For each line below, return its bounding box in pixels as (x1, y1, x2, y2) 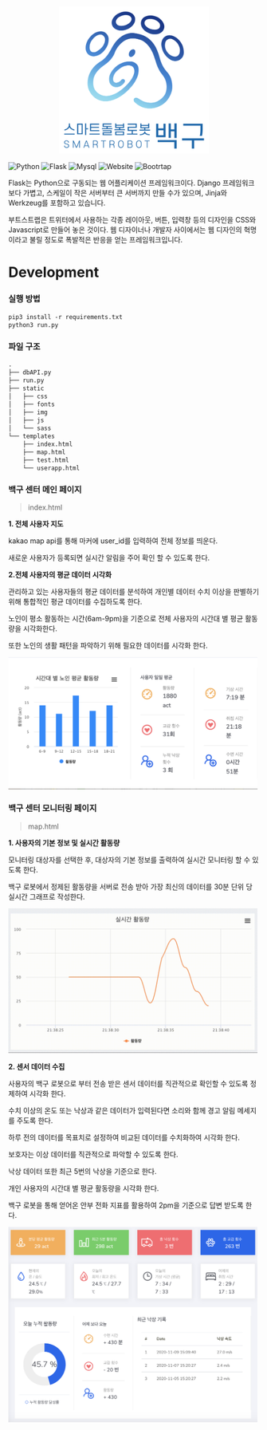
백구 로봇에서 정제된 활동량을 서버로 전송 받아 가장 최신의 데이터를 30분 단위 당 (8, 881, 253, 891)
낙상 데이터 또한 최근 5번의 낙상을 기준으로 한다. (8, 1166, 157, 1176)
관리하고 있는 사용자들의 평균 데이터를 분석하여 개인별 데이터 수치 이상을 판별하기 (8, 587, 260, 597)
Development (8, 263, 100, 282)
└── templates (8, 432, 56, 440)
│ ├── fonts (8, 400, 56, 408)
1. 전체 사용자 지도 (8, 519, 64, 529)
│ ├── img (8, 408, 48, 416)
